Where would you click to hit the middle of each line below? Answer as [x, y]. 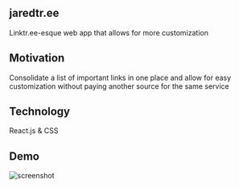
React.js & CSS [34, 131]
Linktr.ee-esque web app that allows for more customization [109, 32]
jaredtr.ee [34, 13]
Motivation [37, 58]
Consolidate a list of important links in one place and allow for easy [120, 77]
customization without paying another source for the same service [119, 86]
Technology [40, 112]
